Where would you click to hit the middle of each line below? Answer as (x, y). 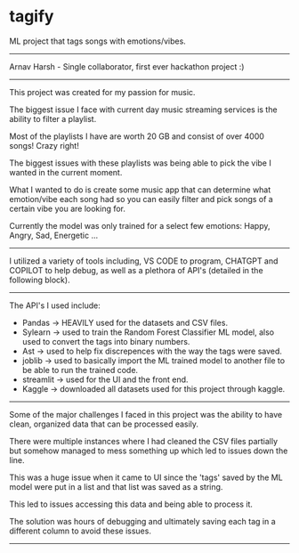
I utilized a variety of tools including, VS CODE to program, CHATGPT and (144, 261)
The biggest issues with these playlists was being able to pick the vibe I (140, 163)
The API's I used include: (55, 305)
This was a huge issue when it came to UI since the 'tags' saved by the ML (146, 477)
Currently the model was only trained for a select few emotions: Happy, (140, 225)
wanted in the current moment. (66, 172)
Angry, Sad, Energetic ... (54, 235)
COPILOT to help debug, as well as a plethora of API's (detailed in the (137, 270)
